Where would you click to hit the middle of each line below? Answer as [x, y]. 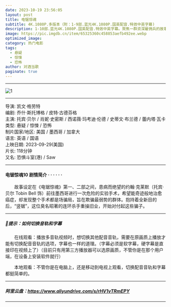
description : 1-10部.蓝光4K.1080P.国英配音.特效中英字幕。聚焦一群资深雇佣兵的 [83, 29]
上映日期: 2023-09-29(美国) [35, 144]
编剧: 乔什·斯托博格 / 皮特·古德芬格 [41, 112]
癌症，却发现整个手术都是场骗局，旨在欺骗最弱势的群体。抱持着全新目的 [81, 200]
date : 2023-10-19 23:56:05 [34, 10]
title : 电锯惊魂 [21, 19]
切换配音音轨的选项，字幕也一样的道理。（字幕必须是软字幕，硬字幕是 [87, 244]
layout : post [19, 15]
